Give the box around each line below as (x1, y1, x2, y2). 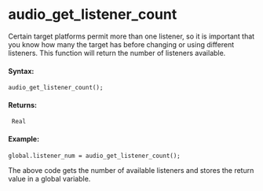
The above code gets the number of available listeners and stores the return (8, 165, 254, 174)
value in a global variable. (8, 174, 91, 183)
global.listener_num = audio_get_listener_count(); (8, 152, 181, 160)
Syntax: (8, 66, 35, 75)
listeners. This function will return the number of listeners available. (8, 48, 226, 57)
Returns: (8, 100, 38, 109)
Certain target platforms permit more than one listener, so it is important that (8, 31, 255, 41)
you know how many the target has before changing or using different (8, 39, 235, 49)
